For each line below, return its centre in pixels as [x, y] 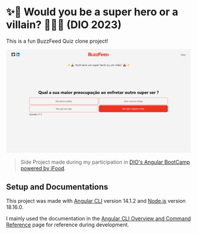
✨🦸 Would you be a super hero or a [92, 12]
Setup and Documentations [57, 187]
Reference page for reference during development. [68, 225]
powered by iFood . [43, 168]
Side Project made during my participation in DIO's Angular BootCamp [105, 162]
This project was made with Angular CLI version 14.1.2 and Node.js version [96, 201]
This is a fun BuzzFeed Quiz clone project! [57, 41]
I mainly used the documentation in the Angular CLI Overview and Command [98, 219]
